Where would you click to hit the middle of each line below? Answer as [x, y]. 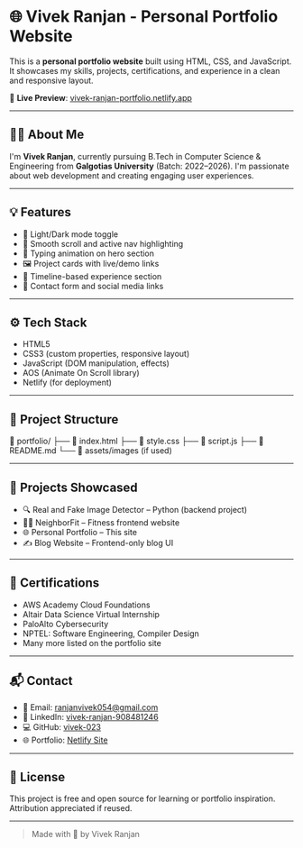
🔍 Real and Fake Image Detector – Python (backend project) [135, 510]
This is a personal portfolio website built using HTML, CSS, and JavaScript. [151, 61]
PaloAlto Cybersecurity [65, 624]
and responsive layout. [51, 80]
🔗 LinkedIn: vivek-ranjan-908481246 [91, 716]
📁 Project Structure [64, 419]
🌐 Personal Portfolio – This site [80, 532]
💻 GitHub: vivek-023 [62, 726]
